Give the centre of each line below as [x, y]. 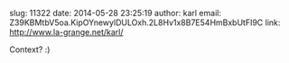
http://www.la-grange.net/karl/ [66, 32]
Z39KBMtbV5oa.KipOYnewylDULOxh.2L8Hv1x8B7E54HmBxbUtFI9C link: [145, 22]
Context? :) [30, 49]
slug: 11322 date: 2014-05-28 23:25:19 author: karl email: [115, 13]
